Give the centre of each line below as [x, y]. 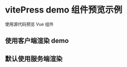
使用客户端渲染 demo [37, 41]
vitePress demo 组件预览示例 [64, 10]
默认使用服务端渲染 [34, 59]
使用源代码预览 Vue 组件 [29, 24]
